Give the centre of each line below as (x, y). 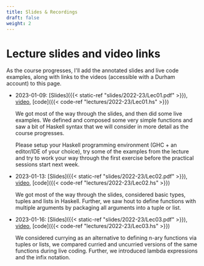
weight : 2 (19, 23)
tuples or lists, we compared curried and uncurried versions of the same (106, 245)
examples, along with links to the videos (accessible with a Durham (91, 77)
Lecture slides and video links (83, 54)
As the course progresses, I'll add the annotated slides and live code (93, 70)
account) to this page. (34, 84)
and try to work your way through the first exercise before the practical (104, 158)
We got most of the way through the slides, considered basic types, (100, 195)
